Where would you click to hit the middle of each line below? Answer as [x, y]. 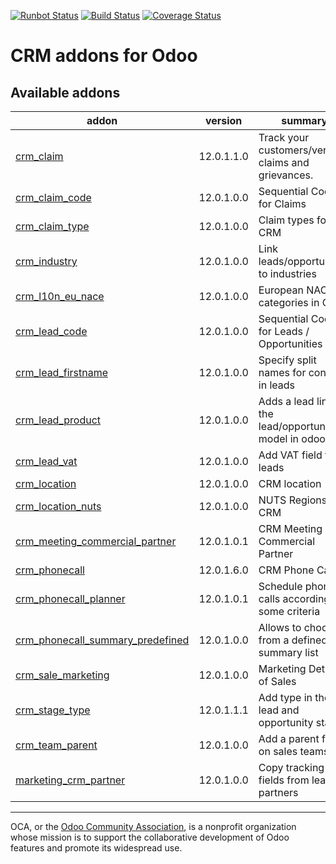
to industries [287, 273]
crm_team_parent [56, 745]
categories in [289, 302]
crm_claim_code [53, 197]
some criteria [289, 611]
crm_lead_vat [46, 461]
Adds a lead [286, 401]
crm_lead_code [51, 331]
